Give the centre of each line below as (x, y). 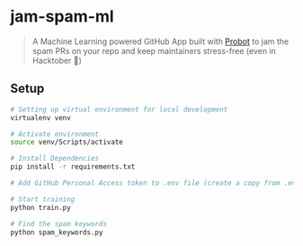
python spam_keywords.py (57, 232)
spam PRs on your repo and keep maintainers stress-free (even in (154, 50)
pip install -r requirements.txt (73, 167)
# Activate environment (55, 134)
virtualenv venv (40, 118)
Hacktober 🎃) (57, 60)
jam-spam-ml (62, 17)
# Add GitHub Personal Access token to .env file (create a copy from (145, 183)
